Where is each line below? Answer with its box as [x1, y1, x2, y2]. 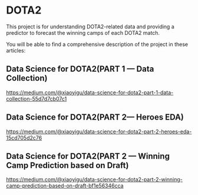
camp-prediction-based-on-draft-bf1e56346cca [6, 182, 124, 189]
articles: [6, 47, 26, 54]
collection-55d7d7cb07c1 [6, 95, 67, 102]
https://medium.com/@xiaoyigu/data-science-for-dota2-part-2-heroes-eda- [6, 128, 192, 135]
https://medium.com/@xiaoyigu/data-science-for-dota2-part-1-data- [6, 89, 174, 96]
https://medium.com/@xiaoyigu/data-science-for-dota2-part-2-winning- [6, 176, 183, 183]
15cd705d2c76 [6, 134, 42, 141]
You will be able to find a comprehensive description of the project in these [6, 41, 189, 48]
